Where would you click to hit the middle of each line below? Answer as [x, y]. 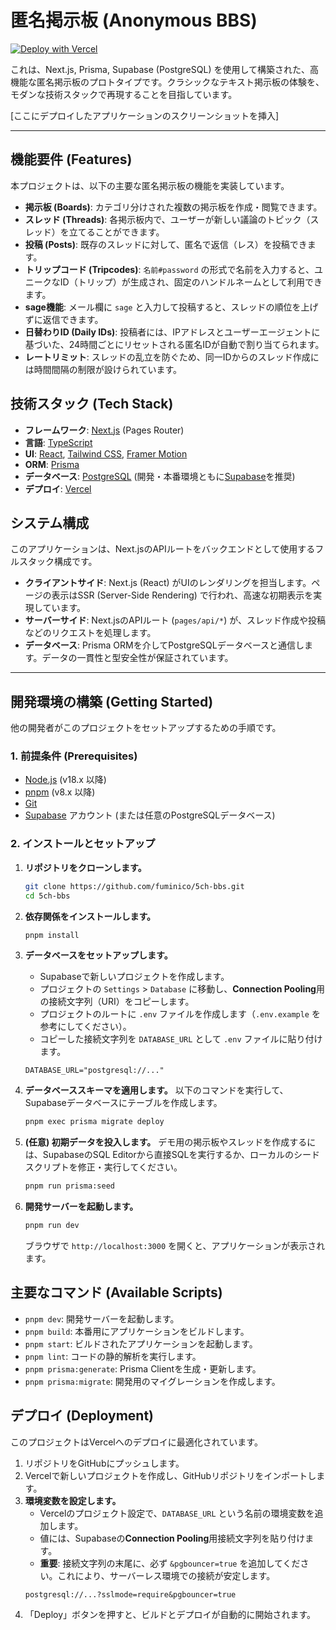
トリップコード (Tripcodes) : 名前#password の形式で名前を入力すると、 [169, 269]
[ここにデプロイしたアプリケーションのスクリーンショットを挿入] [145, 115]
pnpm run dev [52, 1226]
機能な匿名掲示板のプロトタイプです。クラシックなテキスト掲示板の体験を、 [167, 82]
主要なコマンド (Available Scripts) [116, 1292]
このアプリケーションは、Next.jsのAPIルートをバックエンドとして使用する [163, 549]
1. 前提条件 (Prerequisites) [74, 756]
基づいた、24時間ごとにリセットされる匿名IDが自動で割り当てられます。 [174, 344]
